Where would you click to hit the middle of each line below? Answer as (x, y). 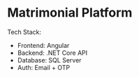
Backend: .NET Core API (52, 53)
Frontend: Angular (43, 45)
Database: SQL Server (49, 60)
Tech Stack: (24, 32)
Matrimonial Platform (70, 13)
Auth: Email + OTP (44, 67)
